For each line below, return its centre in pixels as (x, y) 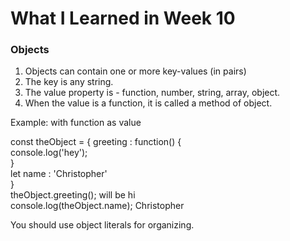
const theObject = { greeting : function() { (96, 142)
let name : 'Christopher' (59, 174)
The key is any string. (69, 82)
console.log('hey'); (49, 153)
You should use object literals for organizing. (102, 225)
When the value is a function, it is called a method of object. (148, 103)
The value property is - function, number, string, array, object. (152, 93)
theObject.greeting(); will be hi (73, 195)
